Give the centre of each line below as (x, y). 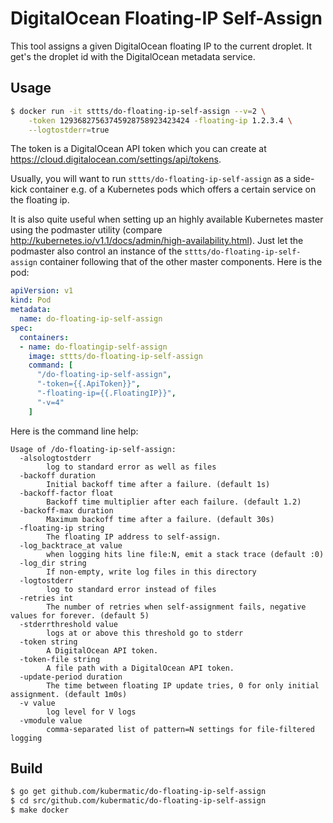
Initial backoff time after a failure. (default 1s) (158, 484)
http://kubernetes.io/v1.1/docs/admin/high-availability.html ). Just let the (157, 241)
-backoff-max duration (66, 510)
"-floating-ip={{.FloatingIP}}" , (106, 393)
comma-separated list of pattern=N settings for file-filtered (180, 729)
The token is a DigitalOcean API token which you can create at (138, 149)
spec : (21, 328)
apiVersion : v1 (42, 291)
